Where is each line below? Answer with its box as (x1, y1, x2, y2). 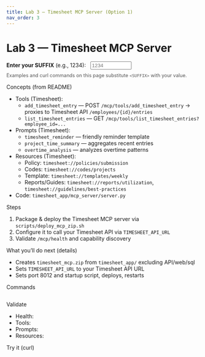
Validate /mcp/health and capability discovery (15, 235, 131, 242)
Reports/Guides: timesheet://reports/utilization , (24, 179, 155, 186)
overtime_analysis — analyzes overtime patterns (24, 146, 149, 154)
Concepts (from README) (6, 83, 72, 91)
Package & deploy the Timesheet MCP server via (15, 216, 139, 223)
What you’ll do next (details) (6, 247, 78, 254)
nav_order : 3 (6, 15, 40, 21)
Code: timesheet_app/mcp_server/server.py (15, 192, 126, 199)
